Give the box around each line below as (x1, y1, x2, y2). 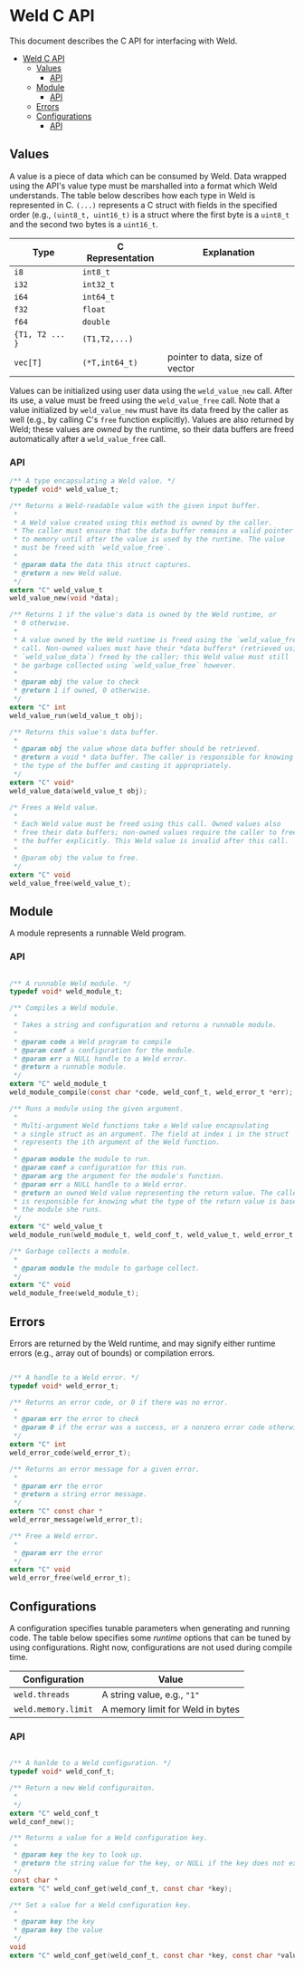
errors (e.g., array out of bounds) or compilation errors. (9, 1347, 215, 1359)
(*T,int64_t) (81, 357, 138, 368)
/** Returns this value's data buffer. (9, 727, 160, 736)
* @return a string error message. (13, 1490, 147, 1499)
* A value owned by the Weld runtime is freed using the (13, 635, 233, 644)
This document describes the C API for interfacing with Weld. (9, 35, 238, 46)
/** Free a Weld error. (9, 1532, 100, 1541)
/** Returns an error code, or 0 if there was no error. (9, 1398, 229, 1407)
